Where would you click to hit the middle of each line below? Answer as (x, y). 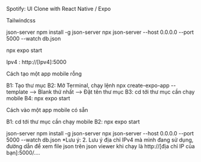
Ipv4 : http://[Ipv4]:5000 (37, 62)
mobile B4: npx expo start (38, 98)
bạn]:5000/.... (23, 153)
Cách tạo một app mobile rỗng (44, 74)
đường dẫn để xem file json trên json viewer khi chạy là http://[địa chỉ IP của (101, 146)
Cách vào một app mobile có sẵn (47, 110)
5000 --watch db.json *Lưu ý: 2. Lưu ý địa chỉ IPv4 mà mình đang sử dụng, (100, 140)
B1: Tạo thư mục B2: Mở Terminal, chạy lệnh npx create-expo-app (88, 85)
